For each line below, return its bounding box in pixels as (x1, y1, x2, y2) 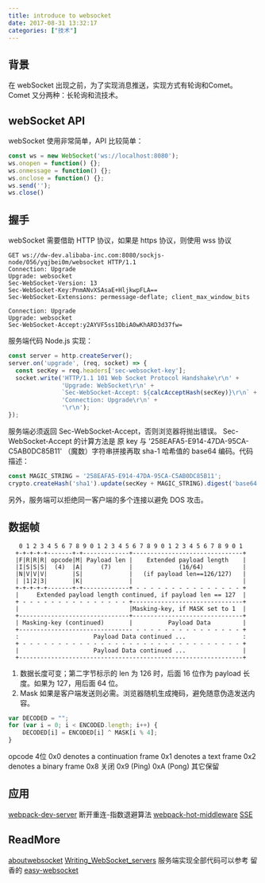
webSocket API (8, 114, 86, 127)
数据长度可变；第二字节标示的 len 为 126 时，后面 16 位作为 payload (19, 668, 242, 678)
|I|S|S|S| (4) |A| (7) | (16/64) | (15, 562, 247, 571)
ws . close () (8, 189, 44, 197)
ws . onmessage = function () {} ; (8, 166, 112, 175)
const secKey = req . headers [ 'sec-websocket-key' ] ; (15, 367, 186, 375)
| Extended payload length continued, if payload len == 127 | (15, 590, 247, 599)
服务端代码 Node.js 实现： (8, 336, 94, 346)
